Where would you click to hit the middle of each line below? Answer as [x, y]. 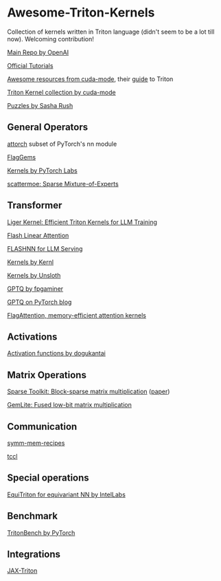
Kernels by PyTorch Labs [42, 171]
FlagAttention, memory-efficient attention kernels [77, 315]
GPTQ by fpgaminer [35, 288]
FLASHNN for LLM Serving [45, 248]
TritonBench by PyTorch [41, 533]
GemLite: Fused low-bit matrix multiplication [69, 405]
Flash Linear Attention [38, 235]
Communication [42, 427]
